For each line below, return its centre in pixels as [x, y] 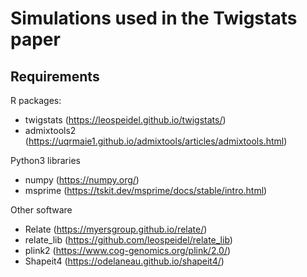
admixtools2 [50, 130]
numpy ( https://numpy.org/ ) [82, 180]
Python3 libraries [45, 160]
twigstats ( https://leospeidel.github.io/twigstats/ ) [125, 120]
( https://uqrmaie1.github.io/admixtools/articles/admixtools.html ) [156, 141]
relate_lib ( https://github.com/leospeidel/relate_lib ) [128, 240]
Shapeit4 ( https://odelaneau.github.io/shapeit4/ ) [124, 261]
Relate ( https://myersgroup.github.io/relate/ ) [116, 229]
